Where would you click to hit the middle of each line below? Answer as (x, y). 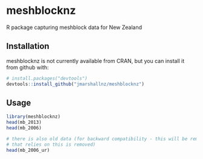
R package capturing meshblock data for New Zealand (74, 27)
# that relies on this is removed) (51, 144)
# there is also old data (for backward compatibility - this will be (97, 139)
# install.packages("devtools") (47, 78)
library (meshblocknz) (34, 117)
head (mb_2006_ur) (28, 150)
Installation (28, 46)
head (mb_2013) (24, 122)
